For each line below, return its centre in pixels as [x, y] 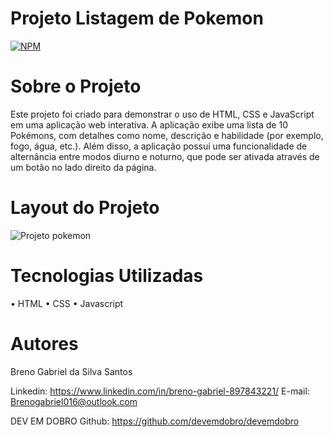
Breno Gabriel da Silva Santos [71, 371]
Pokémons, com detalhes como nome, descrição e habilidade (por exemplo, [167, 135]
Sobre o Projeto [76, 86]
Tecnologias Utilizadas [107, 276]
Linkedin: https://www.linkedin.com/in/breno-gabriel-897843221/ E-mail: [160, 391]
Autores [44, 343]
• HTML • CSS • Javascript [67, 303]
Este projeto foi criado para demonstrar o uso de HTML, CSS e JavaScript [162, 114]
